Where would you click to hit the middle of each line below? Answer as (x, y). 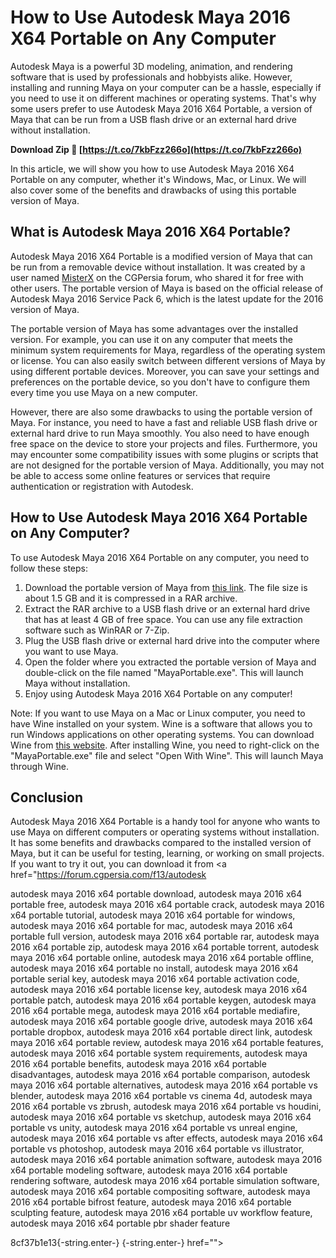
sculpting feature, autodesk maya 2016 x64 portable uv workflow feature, (161, 1213)
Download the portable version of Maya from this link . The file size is (166, 587)
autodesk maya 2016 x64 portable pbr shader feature (120, 1223)
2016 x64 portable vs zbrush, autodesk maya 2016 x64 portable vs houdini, (166, 1107)
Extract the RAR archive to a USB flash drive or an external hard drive (167, 608)
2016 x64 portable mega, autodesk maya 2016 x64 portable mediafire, (155, 1011)
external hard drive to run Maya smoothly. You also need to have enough (160, 433)
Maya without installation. (77, 683)
